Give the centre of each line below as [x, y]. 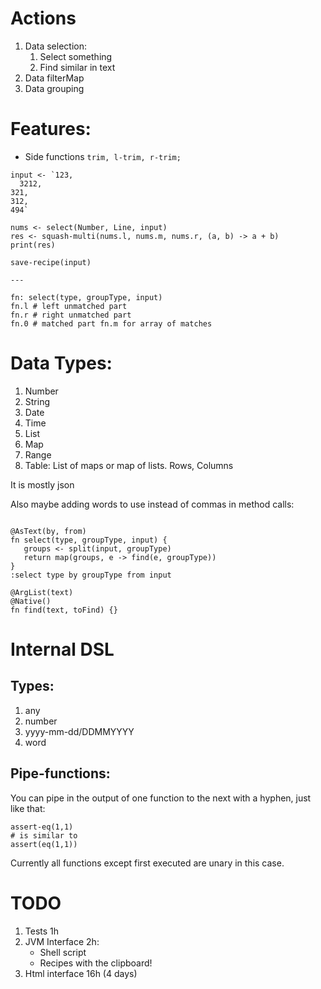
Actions [43, 18]
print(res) [33, 245]
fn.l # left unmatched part [69, 306]
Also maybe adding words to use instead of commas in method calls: [152, 504]
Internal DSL [62, 649]
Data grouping [54, 88]
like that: [28, 808]
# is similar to [44, 835]
